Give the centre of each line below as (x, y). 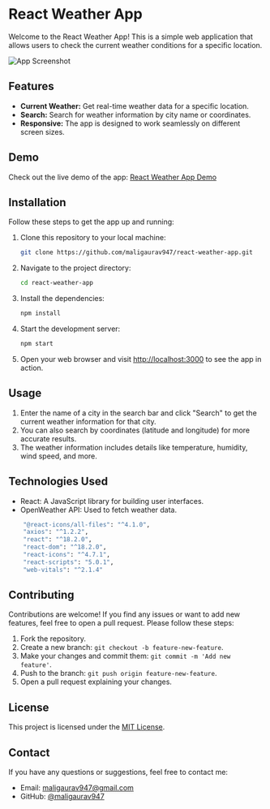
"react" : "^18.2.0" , (58, 540)
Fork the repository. (53, 639)
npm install (40, 313)
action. (32, 368)
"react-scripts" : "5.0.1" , (69, 562)
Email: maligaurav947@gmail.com (77, 788)
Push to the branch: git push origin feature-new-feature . (118, 673)
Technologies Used (58, 482)
